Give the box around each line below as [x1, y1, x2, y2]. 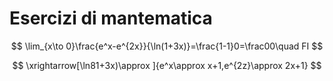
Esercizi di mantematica [9, 7, 213, 30]
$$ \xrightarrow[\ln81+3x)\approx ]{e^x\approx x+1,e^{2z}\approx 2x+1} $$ [12, 59, 322, 71]
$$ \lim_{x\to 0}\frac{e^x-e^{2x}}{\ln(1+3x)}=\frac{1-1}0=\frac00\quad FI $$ [10, 40, 324, 52]
